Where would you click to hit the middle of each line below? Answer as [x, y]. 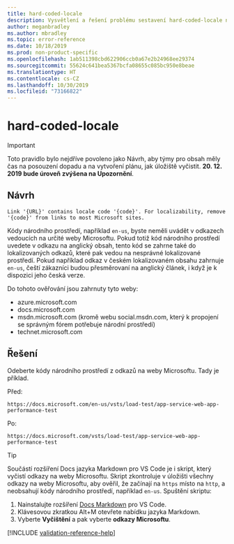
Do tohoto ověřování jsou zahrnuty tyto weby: [73, 288]
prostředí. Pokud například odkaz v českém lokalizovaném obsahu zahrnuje [116, 260]
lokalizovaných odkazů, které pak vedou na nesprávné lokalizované [104, 252]
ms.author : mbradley [37, 33]
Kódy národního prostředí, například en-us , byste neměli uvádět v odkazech [116, 230]
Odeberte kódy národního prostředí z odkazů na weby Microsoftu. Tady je [113, 370]
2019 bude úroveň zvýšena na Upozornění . [71, 174]
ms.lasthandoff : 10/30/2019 [48, 85]
